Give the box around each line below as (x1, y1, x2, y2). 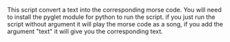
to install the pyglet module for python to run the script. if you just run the (7, 13, 215, 21)
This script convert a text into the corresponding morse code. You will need (7, 6, 222, 14)
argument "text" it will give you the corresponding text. (7, 27, 164, 35)
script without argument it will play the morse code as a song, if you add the (7, 20, 223, 28)
